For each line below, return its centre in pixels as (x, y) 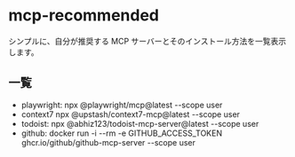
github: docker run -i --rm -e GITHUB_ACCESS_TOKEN (122, 133)
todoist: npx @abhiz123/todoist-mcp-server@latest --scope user (140, 123)
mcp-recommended (84, 16)
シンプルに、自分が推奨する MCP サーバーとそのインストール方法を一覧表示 (147, 41)
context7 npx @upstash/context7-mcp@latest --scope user (131, 114)
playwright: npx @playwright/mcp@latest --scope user (122, 105)
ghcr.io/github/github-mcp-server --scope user (108, 142)
